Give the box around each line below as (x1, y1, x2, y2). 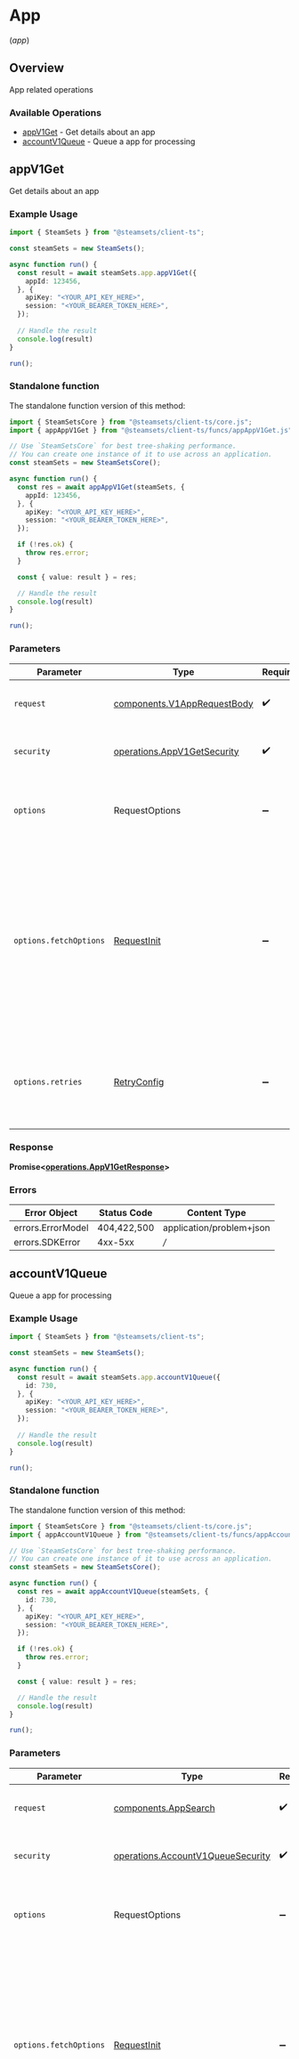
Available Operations (9, 106, 102, 118)
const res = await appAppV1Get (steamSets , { (17, 482, 185, 491)
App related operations (9, 84, 93, 94)
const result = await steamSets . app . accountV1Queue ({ (17, 1373, 221, 1382)
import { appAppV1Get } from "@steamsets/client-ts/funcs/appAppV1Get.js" (9, 426, 293, 434)
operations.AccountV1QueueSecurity (113, 1849, 271, 1861)
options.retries (13, 1076, 83, 1087)
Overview (9, 61, 65, 76)
